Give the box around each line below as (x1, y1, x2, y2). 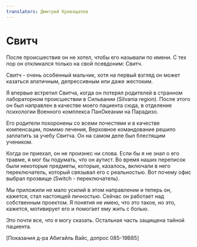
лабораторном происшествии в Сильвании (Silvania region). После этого (6, 95, 190, 102)
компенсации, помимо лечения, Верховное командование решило (6, 125, 176, 133)
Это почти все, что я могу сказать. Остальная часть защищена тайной (6, 216, 185, 223)
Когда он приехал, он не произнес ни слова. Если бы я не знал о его (6, 149, 179, 157)
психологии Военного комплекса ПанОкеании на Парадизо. (6, 108, 159, 115)
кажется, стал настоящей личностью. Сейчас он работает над (6, 193, 164, 200)
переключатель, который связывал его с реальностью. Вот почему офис (6, 168, 192, 175)
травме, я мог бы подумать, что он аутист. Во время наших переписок (6, 156, 186, 163)
